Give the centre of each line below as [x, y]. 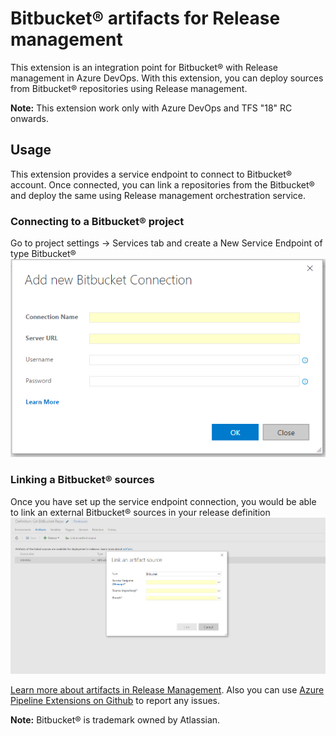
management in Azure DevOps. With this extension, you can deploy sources [167, 78]
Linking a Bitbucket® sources [82, 480]
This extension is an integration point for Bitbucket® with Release [144, 67]
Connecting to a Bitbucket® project [97, 221]
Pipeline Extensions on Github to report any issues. [115, 701]
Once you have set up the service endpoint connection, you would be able [163, 501]
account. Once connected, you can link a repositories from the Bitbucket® [162, 184]
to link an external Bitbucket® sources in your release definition [140, 512]
